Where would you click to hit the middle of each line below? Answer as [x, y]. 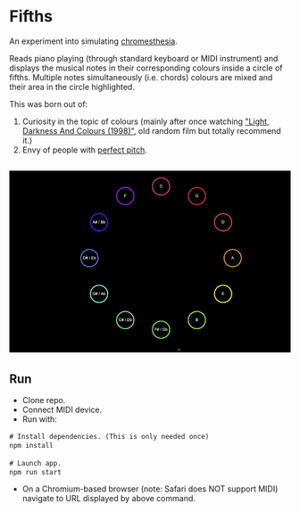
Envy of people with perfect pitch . [84, 150]
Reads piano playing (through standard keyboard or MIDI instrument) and [144, 58]
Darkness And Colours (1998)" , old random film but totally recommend [151, 130]
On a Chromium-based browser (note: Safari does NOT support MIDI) [150, 489]
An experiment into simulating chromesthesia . [94, 41]
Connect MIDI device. [62, 410]
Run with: [40, 419]
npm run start [36, 473]
